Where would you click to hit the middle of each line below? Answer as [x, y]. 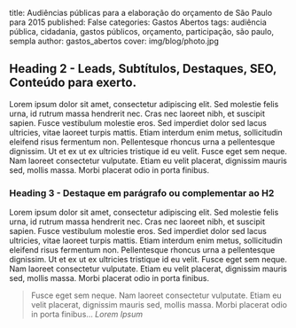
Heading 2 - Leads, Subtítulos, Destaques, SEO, [143, 69]
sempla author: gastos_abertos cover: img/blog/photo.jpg [114, 41]
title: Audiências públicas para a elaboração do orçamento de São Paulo [141, 13]
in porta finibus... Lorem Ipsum [87, 315]
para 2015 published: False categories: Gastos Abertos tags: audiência [138, 22]
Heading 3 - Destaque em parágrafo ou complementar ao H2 [142, 192]
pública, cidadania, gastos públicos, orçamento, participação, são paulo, [142, 31]
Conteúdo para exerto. [73, 83]
